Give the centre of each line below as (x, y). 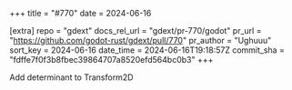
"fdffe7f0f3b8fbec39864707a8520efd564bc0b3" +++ (111, 60)
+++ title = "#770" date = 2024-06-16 (81, 13)
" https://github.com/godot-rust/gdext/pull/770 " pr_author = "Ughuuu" (141, 40)
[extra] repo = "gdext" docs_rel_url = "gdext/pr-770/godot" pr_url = (136, 30)
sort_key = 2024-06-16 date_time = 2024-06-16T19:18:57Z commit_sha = (147, 50)
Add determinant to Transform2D (71, 77)
